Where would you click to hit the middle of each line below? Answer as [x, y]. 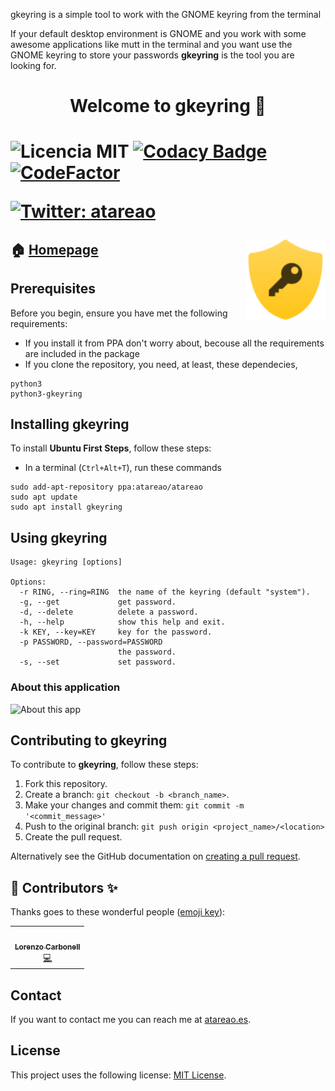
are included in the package [82, 353]
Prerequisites [53, 289]
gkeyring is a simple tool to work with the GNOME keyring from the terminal [166, 14]
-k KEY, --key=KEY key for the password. [116, 632]
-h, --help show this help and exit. [122, 622]
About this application [65, 687]
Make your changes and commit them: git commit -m [134, 805]
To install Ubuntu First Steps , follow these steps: [111, 448]
